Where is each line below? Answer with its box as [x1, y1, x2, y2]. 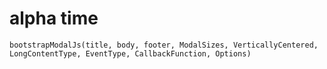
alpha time [9, 7, 99, 30]
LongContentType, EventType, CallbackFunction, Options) [9, 48, 252, 59]
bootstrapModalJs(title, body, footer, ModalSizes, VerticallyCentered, [9, 40, 319, 50]
